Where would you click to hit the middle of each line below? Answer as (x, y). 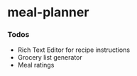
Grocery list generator (50, 58)
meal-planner (48, 12)
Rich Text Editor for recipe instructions (73, 50)
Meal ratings (36, 65)
